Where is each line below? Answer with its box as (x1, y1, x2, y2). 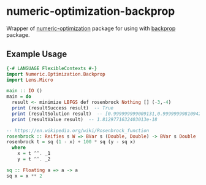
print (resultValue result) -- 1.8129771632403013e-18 (12, 116, 158, 122)
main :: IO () (6, 88, 43, 94)
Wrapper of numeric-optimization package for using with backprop (6, 25, 176, 32)
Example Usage (6, 49, 67, 60)
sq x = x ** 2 (6, 173, 43, 179)
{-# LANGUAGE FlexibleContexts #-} (6, 65, 97, 71)
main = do (6, 93, 32, 100)
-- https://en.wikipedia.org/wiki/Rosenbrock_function (6, 127, 150, 133)
